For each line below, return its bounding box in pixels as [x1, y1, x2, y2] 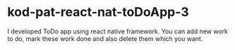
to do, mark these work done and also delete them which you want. [7, 34, 203, 42]
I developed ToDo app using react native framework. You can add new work [7, 27, 228, 35]
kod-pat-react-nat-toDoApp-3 [7, 4, 189, 20]
